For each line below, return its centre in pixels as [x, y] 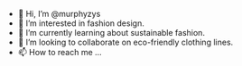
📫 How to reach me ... [60, 52]
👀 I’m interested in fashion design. [81, 23]
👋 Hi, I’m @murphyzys [59, 14]
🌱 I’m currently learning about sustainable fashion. [112, 33]
